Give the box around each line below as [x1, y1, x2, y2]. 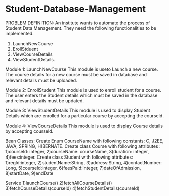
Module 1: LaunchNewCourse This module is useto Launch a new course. [5, 66, 158, 72]
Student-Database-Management [5, 3, 146, 15]
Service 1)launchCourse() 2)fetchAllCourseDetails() [5, 180, 112, 186]
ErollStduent [12, 46, 38, 52]
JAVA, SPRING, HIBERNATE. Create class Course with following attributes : [5, 143, 161, 149]
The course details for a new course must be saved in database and [5, 71, 147, 77]
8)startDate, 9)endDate [5, 170, 54, 176]
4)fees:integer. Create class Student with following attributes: [5, 154, 133, 160]
